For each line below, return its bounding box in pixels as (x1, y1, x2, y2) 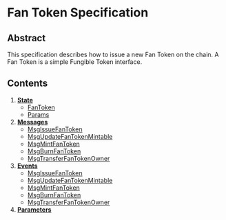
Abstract (7, 32, 46, 44)
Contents (7, 78, 48, 89)
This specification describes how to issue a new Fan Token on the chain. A (7, 50, 219, 58)
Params (27, 110, 50, 118)
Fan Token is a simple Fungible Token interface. (7, 58, 143, 66)
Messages (17, 118, 48, 126)
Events (17, 162, 38, 170)
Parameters (17, 205, 52, 214)
